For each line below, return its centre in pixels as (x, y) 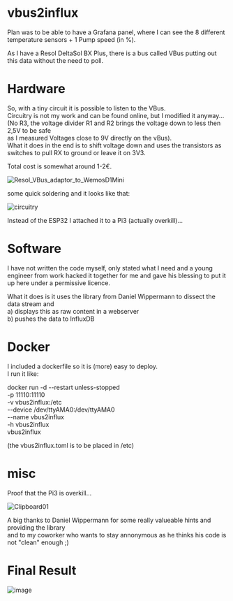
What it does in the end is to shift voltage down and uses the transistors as (114, 145)
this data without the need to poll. (55, 60)
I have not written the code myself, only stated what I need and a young (110, 268)
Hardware (36, 89)
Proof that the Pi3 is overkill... (50, 493)
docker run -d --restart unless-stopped (63, 387)
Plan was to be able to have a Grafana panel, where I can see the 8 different (116, 32)
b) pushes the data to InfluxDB (51, 319)
